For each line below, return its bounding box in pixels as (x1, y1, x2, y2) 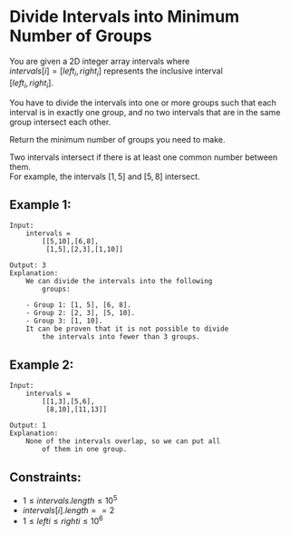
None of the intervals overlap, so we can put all (25, 437, 221, 446)
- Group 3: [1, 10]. (25, 316, 103, 326)
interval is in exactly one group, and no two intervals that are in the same (9, 106, 281, 117)
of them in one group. (42, 445, 128, 454)
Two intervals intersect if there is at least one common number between (9, 152, 278, 163)
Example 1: (9, 197, 72, 213)
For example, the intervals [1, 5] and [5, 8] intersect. (9, 171, 201, 182)
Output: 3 (9, 261, 47, 270)
